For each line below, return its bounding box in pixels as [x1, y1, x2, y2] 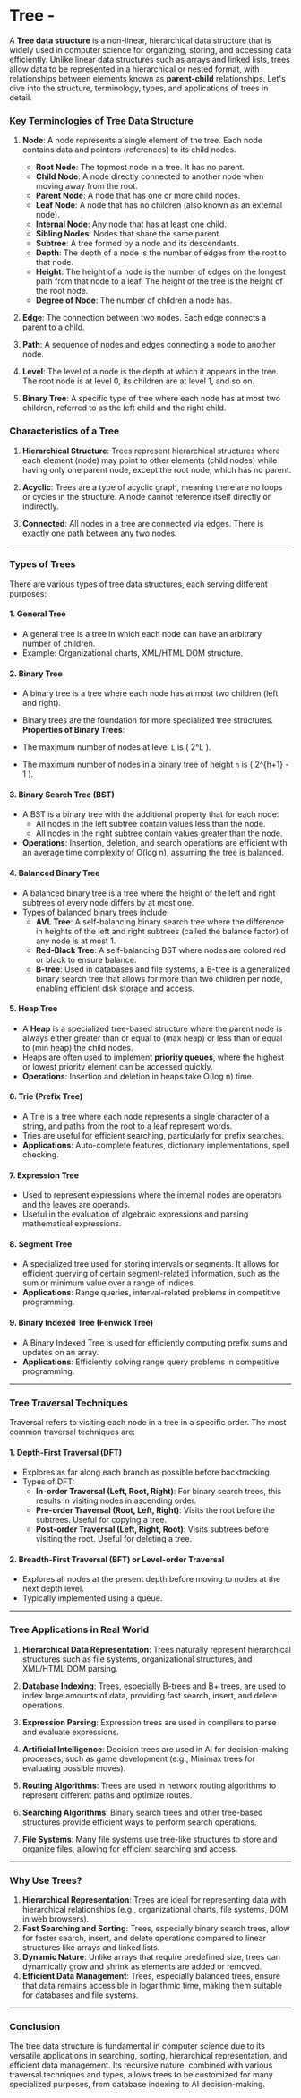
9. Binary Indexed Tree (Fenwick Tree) [9, 1318, 154, 1328]
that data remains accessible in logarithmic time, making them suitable [21, 1980, 282, 1991]
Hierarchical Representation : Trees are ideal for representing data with [21, 1894, 287, 1905]
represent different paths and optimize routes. [21, 1789, 193, 1801]
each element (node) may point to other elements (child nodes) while [21, 454, 278, 466]
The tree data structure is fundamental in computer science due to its [9, 2041, 266, 2051]
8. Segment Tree [9, 1238, 73, 1250]
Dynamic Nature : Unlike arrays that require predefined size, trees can [21, 1951, 280, 1962]
